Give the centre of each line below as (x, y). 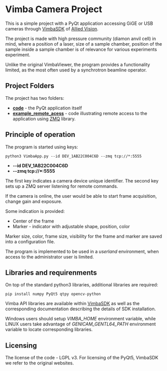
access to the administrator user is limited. (49, 256)
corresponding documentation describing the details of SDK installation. (81, 309)
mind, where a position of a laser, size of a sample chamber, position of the (84, 44)
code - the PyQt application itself (47, 108)
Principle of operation (40, 135)
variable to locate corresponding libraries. (49, 329)
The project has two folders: (35, 98)
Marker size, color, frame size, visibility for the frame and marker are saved (84, 236)
